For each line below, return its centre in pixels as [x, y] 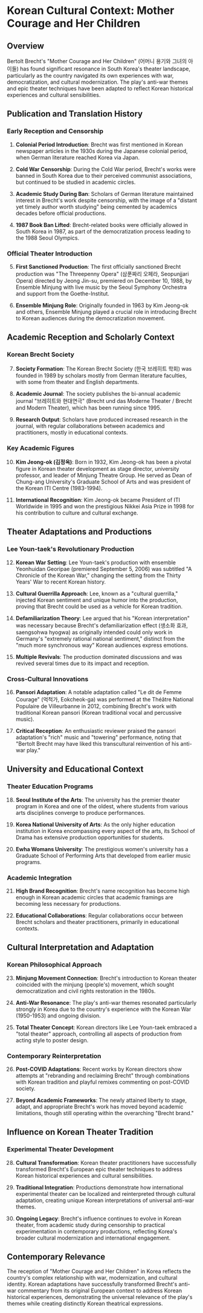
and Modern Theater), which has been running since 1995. [89, 408]
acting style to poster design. [52, 1040]
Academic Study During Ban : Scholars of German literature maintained [105, 194]
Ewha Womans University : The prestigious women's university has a [102, 849]
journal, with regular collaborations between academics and [90, 426]
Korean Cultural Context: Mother [91, 11]
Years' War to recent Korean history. [61, 582]
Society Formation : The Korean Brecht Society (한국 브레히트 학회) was [104, 368]
